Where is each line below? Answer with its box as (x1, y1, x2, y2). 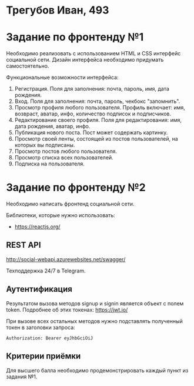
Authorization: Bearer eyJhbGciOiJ (6, 335, 93, 341)
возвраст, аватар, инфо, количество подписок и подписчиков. (14, 110, 172, 118)
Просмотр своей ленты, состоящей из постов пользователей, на (14, 135, 178, 142)
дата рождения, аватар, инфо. (14, 123, 91, 130)
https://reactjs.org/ (14, 223, 61, 230)
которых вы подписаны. (14, 142, 75, 149)
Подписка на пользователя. (14, 160, 85, 168)
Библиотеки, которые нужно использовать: (6, 212, 116, 219)
